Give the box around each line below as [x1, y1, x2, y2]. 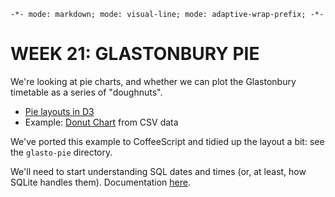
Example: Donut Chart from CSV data [24, 116, 179, 128]
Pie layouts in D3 [24, 105, 95, 117]
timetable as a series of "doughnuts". [10, 86, 163, 98]
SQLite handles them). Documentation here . [10, 176, 192, 188]
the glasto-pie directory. [10, 146, 113, 158]
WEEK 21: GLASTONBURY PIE [10, 43, 260, 65]
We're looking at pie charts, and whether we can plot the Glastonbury [10, 75, 297, 87]
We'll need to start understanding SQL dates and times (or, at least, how [10, 165, 307, 177]
